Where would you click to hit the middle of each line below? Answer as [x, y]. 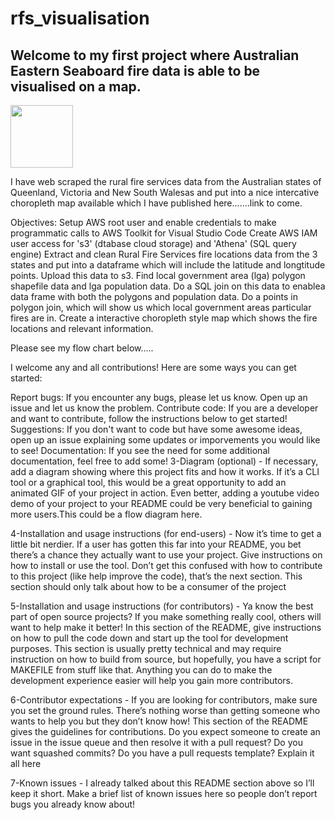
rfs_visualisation [80, 18]
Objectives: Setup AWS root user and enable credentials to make [143, 222]
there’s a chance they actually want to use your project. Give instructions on [166, 555]
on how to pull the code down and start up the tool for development [149, 638]
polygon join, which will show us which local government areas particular [161, 307]
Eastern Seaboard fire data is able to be [135, 70]
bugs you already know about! [73, 804]
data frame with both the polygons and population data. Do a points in [154, 296]
